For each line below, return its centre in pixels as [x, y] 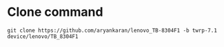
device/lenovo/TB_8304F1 [43, 36]
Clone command [55, 12]
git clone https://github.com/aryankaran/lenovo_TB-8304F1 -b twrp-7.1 [112, 30]
